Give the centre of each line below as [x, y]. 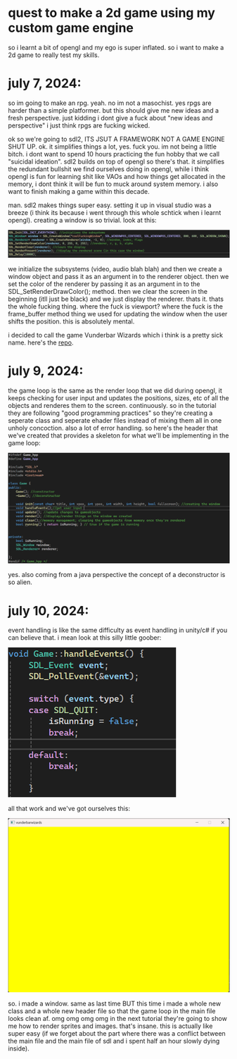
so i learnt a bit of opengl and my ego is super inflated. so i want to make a [116, 47]
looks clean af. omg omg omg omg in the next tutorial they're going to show [117, 1019]
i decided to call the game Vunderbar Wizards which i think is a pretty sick [116, 335]
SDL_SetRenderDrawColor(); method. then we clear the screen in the [108, 291]
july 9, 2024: [46, 371]
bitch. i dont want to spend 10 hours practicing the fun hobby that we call [114, 154]
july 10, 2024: [49, 611]
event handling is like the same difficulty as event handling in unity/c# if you [118, 630]
